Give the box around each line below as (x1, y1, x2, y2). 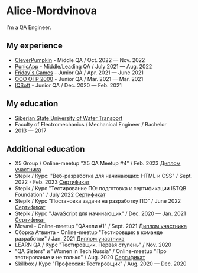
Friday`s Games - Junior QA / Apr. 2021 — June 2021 (14, 69, 144, 76)
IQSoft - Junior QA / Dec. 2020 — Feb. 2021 (14, 82, 122, 89)
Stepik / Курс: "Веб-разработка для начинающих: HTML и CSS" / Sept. (14, 173, 193, 180)
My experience (6, 41, 63, 51)
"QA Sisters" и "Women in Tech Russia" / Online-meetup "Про (14, 248, 167, 255)
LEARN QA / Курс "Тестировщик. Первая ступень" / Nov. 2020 (14, 241, 172, 249)
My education (6, 99, 59, 109)
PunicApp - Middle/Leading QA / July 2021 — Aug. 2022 (14, 63, 152, 70)
